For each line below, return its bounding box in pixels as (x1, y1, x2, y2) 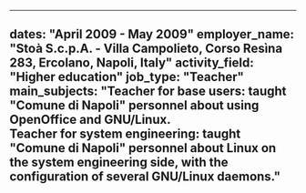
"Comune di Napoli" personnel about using (9, 97, 260, 114)
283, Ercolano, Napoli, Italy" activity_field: (9, 56, 254, 71)
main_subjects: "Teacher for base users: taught (9, 84, 287, 99)
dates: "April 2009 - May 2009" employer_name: (9, 26, 294, 42)
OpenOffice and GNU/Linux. (9, 112, 171, 127)
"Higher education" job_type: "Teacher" (9, 69, 244, 85)
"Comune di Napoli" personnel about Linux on (9, 140, 277, 156)
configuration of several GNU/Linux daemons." (9, 169, 280, 185)
